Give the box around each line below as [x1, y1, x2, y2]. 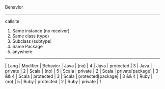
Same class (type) [12, 33, 49, 39]
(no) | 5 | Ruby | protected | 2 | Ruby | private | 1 [5, 79, 102, 84]
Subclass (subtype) [12, 38, 52, 44]
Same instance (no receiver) [12, 28, 70, 33]
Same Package [12, 44, 43, 49]
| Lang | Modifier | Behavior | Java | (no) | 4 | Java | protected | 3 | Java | [5, 63, 152, 68]
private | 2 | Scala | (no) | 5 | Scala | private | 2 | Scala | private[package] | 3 [5, 68, 159, 74]
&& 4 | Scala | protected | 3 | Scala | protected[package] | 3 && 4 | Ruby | [5, 73, 153, 79]
